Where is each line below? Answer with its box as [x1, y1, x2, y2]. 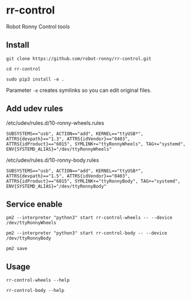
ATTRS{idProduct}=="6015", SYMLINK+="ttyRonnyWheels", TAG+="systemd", [6, 141, 186, 147]
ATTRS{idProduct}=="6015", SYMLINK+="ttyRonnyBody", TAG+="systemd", [6, 178, 181, 184]
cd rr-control [6, 66, 41, 72]
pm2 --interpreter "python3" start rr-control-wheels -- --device [6, 215, 173, 221]
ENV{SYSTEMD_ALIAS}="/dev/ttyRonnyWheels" [6, 146, 112, 152]
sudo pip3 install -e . [6, 76, 65, 82]
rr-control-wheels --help [6, 277, 70, 283]
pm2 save [6, 245, 28, 252]
